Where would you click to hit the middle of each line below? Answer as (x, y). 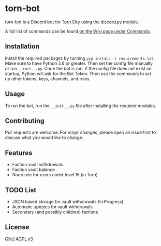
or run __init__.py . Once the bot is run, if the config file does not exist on (78, 68)
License (17, 227)
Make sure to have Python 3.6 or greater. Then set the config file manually (79, 63)
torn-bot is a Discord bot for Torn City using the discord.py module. (72, 22)
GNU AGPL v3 (19, 239)
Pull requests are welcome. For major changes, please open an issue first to (80, 132)
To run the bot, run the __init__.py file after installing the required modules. (80, 106)
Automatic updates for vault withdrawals (52, 207)
